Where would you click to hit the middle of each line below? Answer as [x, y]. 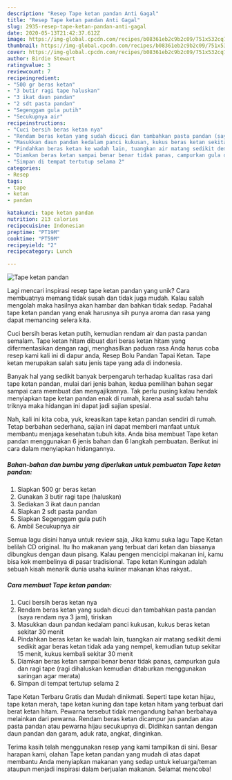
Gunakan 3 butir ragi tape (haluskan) [69, 497]
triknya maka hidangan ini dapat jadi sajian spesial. [79, 406]
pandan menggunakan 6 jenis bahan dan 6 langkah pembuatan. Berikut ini [113, 441]
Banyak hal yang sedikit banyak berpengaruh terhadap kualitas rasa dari [110, 376]
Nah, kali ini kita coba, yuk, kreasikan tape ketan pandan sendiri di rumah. [112, 419]
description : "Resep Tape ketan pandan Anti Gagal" [83, 14]
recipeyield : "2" [32, 245]
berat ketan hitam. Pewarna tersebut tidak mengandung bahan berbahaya [112, 711]
